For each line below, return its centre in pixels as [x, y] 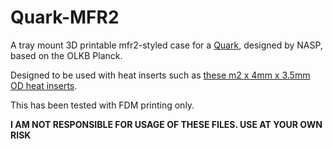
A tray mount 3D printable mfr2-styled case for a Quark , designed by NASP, [166, 45]
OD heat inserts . [44, 85]
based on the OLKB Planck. [66, 55]
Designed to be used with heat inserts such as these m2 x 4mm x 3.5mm [160, 75]
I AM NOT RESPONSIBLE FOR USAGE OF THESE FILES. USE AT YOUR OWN [166, 124]
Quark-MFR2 [65, 17]
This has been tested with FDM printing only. [102, 105]
